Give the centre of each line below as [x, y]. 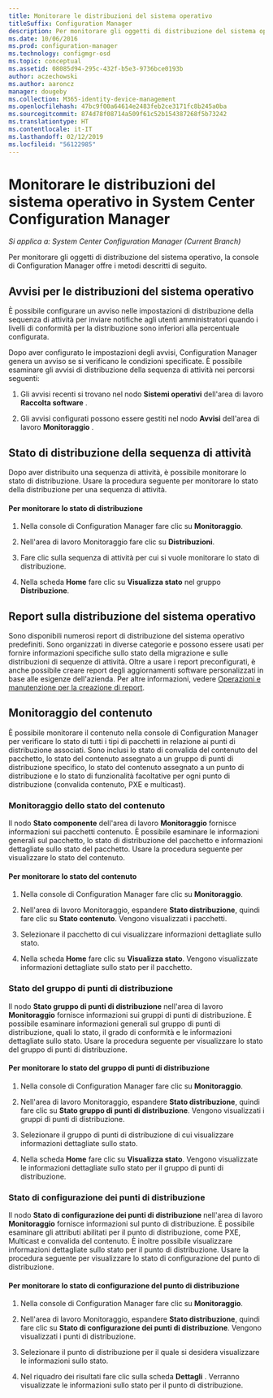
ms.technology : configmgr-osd [60, 54]
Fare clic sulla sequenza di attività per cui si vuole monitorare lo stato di [140, 558]
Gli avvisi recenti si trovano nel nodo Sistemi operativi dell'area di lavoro [142, 394]
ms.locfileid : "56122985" [52, 144]
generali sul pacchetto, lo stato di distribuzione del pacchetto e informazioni [136, 841]
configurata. [29, 337]
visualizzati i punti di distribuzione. [78, 1336]
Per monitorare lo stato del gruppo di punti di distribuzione [109, 1068]
